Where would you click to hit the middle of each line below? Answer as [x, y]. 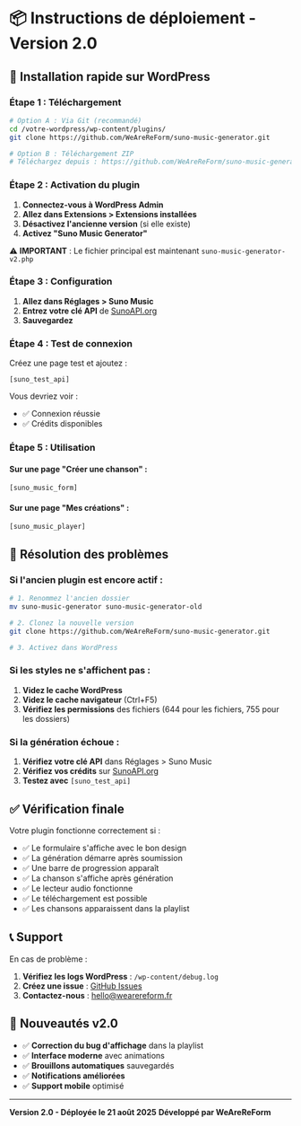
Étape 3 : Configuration [61, 282]
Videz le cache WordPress [72, 690]
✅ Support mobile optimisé [73, 1086]
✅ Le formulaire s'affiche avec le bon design [104, 848]
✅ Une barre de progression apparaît [90, 867]
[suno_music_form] [43, 488]
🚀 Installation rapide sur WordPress [110, 77]
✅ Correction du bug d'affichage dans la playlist [113, 1045]
